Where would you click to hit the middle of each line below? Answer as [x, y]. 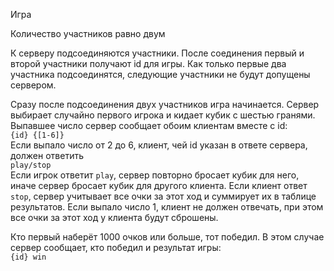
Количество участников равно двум [88, 33]
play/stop [31, 165]
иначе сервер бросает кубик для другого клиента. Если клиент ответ [159, 185]
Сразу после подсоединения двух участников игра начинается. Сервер [165, 104]
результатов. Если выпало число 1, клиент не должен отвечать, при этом [167, 207]
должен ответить [47, 155]
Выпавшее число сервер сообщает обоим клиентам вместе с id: [149, 125]
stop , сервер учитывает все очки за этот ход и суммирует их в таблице [163, 196]
